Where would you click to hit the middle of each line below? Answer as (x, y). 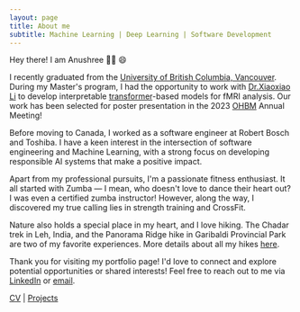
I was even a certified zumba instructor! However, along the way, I (132, 198)
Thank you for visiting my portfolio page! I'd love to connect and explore (143, 262)
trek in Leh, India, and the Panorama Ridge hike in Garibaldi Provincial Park (148, 235)
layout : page (34, 18)
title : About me (40, 26)
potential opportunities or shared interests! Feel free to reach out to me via (147, 272)
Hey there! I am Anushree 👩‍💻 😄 (68, 60)
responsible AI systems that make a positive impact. (106, 162)
